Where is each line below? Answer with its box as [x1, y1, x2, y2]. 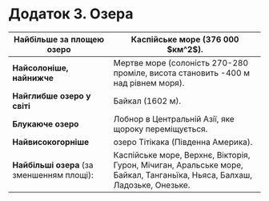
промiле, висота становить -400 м [113, 67, 251, 78]
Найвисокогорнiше [12, 136, 90, 147]
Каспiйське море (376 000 [130, 34, 239, 45]
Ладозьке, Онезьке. [113, 179, 191, 191]
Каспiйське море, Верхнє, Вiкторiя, [113, 149, 251, 160]
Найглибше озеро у [12, 90, 91, 101]
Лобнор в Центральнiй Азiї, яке [113, 113, 235, 124]
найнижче [12, 72, 54, 83]
